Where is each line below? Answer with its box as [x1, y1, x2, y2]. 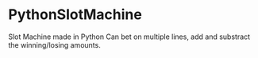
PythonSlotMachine [8, 6, 143, 24]
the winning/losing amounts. [8, 40, 101, 49]
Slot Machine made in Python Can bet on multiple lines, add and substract [8, 32, 251, 41]
